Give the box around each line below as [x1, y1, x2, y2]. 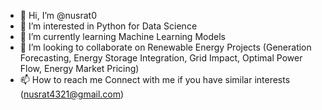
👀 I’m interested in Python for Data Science [19, 20, 198, 32]
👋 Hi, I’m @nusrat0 [19, 10, 98, 21]
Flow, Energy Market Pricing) [19, 63, 140, 74]
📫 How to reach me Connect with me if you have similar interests [19, 74, 291, 85]
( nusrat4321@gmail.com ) [19, 88, 125, 100]
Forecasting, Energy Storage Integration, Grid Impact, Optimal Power [19, 52, 303, 64]
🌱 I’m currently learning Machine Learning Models [19, 31, 226, 42]
